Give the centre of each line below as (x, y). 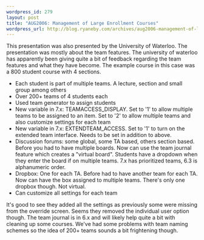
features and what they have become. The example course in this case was (101, 65)
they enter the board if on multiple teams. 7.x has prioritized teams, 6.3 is (106, 161)
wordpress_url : (25, 29)
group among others (41, 90)
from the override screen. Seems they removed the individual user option (98, 211)
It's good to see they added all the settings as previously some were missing (102, 205)
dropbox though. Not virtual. (50, 187)
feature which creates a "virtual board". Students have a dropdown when (106, 155)
